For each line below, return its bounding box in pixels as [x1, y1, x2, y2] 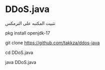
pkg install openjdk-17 [5, 30, 50, 36]
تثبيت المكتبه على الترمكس [5, 20, 55, 26]
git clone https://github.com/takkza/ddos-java [5, 39, 100, 46]
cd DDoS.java [5, 49, 33, 55]
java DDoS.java [5, 59, 36, 65]
